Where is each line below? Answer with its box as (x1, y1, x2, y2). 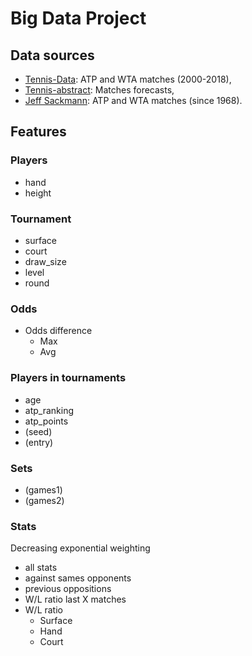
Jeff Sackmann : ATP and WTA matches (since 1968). (24, 95, 243, 106)
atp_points (24, 415, 69, 427)
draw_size (24, 255, 67, 267)
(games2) (24, 494, 65, 506)
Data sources (10, 47, 95, 64)
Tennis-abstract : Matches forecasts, (24, 84, 175, 96)
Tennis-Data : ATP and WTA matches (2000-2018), (24, 73, 232, 85)
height (24, 187, 52, 199)
